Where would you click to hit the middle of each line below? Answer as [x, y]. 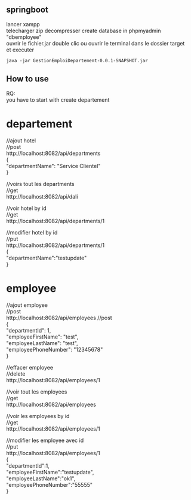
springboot [27, 10]
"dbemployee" [24, 37]
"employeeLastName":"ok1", [41, 478]
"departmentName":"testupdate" [47, 258]
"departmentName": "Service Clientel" [53, 166]
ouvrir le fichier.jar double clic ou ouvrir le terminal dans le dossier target [95, 43]
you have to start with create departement [58, 100]
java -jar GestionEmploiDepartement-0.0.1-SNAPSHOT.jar [77, 60]
